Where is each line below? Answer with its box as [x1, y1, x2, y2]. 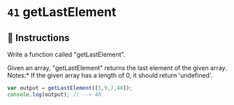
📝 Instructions [7, 32, 70, 44]
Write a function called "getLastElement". [7, 50, 126, 58]
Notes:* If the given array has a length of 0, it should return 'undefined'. [7, 71, 213, 79]
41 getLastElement [7, 4, 117, 20]
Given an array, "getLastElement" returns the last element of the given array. [7, 64, 227, 72]
